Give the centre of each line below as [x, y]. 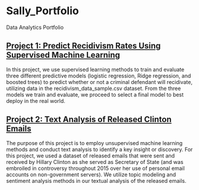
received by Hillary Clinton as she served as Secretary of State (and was [95, 162]
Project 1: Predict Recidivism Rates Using [83, 46]
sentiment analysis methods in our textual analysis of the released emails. [96, 181]
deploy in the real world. [36, 101]
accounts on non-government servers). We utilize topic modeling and [91, 174]
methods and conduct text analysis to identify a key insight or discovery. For [99, 149]
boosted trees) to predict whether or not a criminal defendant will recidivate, [99, 82]
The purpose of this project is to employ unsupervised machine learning [94, 143]
